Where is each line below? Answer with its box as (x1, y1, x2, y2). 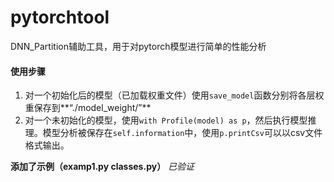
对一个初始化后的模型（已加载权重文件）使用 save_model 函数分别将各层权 (24, 89, 325, 101)
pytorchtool (10, 6, 110, 29)
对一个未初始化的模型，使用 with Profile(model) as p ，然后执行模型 (24, 114, 308, 126)
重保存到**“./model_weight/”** (24, 102, 152, 114)
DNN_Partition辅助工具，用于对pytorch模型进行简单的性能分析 (10, 40, 267, 52)
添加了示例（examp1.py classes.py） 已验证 (10, 161, 195, 173)
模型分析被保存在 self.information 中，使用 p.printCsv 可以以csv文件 (42, 127, 323, 139)
